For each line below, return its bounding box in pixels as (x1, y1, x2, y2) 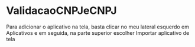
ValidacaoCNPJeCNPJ (6, 4, 117, 17)
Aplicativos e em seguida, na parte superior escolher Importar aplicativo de (6, 29, 190, 36)
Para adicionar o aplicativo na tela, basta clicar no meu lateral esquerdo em (6, 23, 190, 30)
